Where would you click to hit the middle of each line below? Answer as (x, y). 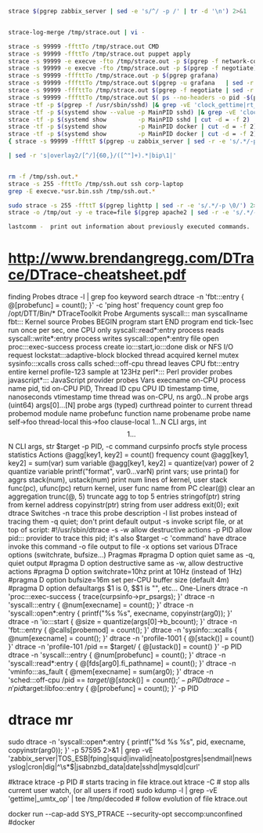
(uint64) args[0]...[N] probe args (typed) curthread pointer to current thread (130, 405)
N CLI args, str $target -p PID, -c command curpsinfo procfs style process (128, 447)
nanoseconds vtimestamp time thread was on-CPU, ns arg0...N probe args (128, 397)
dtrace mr (41, 720)
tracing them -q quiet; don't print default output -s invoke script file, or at (126, 521)
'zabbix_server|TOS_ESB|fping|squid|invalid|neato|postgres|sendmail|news (130, 758)
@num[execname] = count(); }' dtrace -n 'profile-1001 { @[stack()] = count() (131, 638)
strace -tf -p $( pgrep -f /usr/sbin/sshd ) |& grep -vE (99, 105)
